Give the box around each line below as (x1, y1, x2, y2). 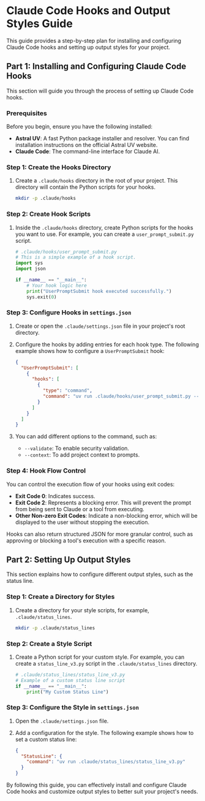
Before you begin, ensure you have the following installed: (6, 123, 153, 131)
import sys (15, 260, 43, 267)
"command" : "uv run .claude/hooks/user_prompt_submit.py (42, 393, 191, 400)
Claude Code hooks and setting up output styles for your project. (6, 44, 170, 51)
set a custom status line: (15, 735, 77, 743)
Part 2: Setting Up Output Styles (6, 555, 131, 564)
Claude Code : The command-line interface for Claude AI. (15, 148, 160, 155)
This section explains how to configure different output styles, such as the (6, 571, 193, 578)
